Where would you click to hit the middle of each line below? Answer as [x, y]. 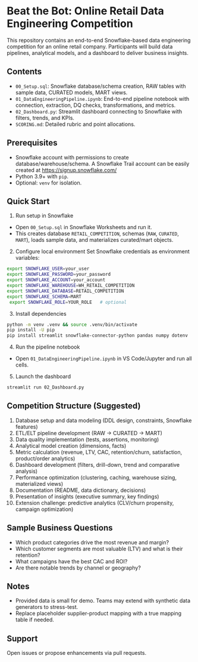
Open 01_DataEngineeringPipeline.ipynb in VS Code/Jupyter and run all [103, 359]
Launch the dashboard [43, 377]
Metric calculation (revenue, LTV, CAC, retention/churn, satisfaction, [99, 452]
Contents [24, 72]
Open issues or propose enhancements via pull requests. [77, 653]
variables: [27, 258]
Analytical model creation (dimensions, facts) [71, 445]
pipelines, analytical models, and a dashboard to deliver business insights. [98, 53]
